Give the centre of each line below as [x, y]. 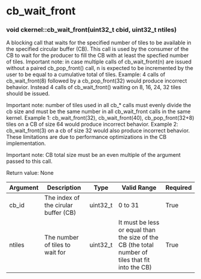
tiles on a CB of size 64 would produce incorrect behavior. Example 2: [92, 125]
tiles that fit [134, 260]
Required [179, 188]
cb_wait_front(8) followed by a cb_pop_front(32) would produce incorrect [97, 81]
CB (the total [136, 245]
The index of [62, 198]
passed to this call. [29, 161]
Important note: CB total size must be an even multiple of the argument [94, 155]
